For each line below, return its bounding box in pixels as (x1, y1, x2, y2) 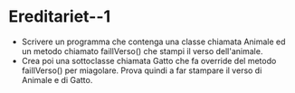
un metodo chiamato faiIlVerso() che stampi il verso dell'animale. (21, 45, 263, 56)
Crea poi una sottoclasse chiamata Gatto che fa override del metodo (21, 55, 277, 66)
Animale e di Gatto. (21, 74, 93, 85)
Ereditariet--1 (8, 6, 111, 27)
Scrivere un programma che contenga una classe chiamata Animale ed (21, 36, 286, 47)
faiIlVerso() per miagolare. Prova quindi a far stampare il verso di (21, 65, 262, 76)
